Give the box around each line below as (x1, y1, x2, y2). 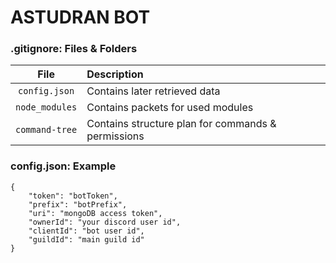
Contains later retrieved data (86, 84, 221, 98)
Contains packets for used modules (86, 101, 254, 115)
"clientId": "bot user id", (28, 226, 145, 236)
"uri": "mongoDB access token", (28, 208, 163, 218)
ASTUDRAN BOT (10, 6, 151, 29)
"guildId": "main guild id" (28, 234, 145, 245)
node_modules (15, 102, 78, 113)
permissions (86, 129, 145, 143)
